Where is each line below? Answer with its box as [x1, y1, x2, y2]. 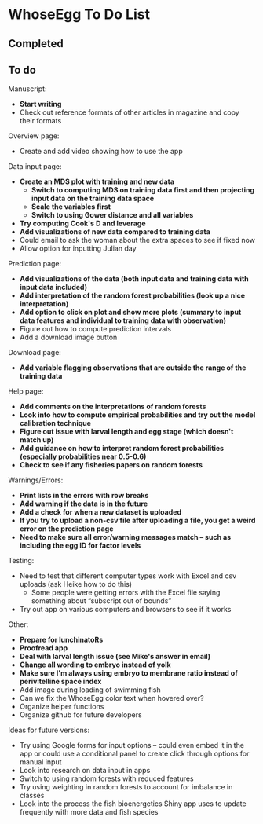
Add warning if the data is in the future [19, 499, 148, 508]
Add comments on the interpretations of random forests [19, 402, 206, 412]
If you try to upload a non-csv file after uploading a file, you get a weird [19, 516, 256, 526]
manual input [19, 757, 62, 767]
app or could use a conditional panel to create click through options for [19, 749, 250, 759]
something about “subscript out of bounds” [31, 596, 172, 606]
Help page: [8, 386, 44, 396]
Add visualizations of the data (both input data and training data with [19, 274, 249, 284]
